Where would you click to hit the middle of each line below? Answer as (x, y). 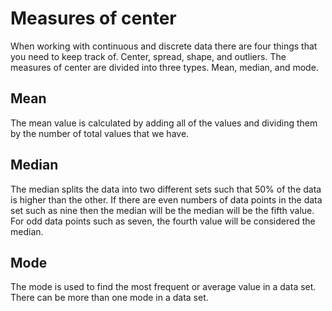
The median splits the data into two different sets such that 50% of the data (166, 189)
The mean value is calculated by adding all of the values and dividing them (164, 123)
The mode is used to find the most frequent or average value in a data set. (163, 287)
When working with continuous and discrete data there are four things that (164, 46)
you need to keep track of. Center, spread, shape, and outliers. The (148, 56)
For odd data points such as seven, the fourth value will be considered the (163, 221)
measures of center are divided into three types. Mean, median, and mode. (164, 67)
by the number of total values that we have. (100, 133)
